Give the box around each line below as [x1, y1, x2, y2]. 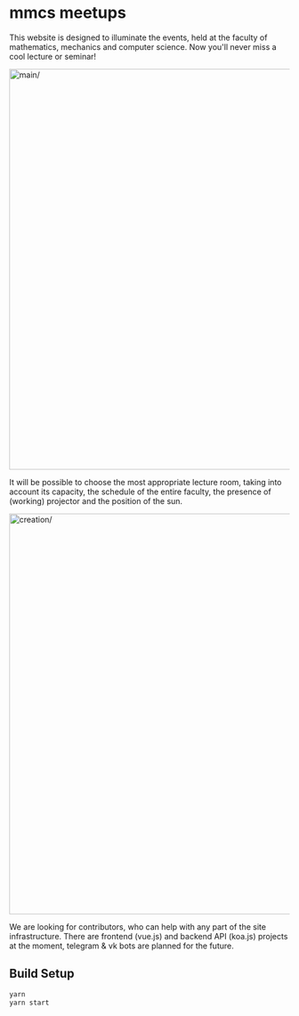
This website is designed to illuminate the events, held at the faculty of [9, 32, 268, 43]
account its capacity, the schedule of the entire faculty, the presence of [9, 486, 271, 497]
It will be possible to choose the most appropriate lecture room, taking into [9, 476, 282, 487]
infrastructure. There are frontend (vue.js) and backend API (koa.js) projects [9, 931, 288, 941]
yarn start [9, 998, 50, 1007]
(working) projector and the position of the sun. [9, 495, 183, 506]
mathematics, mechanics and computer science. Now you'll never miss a [9, 41, 278, 52]
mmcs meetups [9, 3, 126, 23]
